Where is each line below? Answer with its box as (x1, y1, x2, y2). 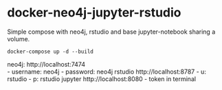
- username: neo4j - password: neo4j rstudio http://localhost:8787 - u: (7, 67, 206, 76)
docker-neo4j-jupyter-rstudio (7, 5, 181, 21)
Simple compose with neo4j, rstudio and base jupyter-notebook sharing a (7, 27, 216, 36)
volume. (7, 34, 30, 43)
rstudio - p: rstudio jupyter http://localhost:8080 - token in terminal (7, 74, 197, 83)
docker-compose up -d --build (7, 48, 94, 55)
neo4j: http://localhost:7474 (7, 60, 86, 68)
